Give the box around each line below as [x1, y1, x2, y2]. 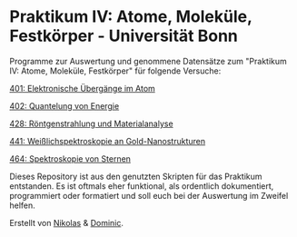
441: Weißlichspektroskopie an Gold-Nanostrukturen [9, 135, 206, 146]
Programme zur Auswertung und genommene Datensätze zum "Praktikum [9, 55, 288, 66]
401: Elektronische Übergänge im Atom [9, 83, 156, 94]
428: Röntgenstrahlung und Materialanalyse [9, 118, 174, 129]
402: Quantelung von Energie [9, 100, 120, 111]
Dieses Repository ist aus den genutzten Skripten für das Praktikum [9, 171, 262, 182]
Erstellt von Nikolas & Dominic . [9, 217, 124, 228]
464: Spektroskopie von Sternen [9, 153, 132, 164]
